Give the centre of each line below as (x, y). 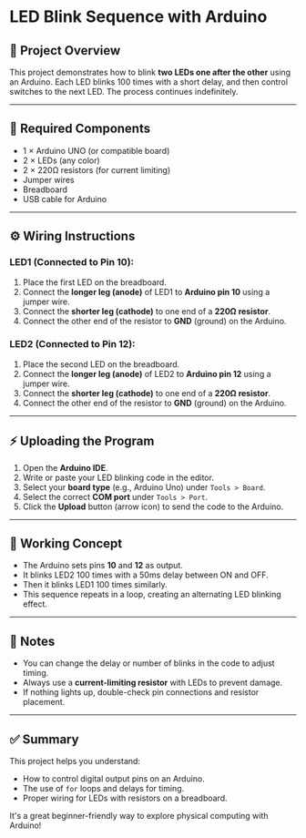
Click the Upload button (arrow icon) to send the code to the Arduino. (153, 506)
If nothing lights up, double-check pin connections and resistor (141, 692)
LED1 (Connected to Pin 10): (72, 262)
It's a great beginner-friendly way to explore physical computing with (139, 816)
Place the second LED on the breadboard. (101, 364)
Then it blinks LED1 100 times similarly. (95, 585)
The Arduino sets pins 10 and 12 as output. (103, 566)
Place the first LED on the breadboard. (94, 282)
